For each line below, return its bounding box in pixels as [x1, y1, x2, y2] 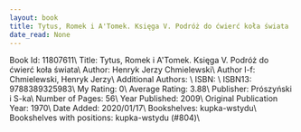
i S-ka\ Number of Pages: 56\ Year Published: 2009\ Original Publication [9, 93, 278, 104]
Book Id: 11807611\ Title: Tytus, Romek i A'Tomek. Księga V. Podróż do [9, 55, 269, 66]
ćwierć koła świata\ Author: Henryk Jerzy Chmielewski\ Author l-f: [9, 64, 256, 75]
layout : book [9, 13, 59, 23]
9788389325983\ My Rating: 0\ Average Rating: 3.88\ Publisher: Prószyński [9, 83, 292, 95]
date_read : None [9, 30, 71, 39]
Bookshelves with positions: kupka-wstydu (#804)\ [9, 112, 201, 123]
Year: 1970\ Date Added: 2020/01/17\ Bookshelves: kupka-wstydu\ [9, 103, 258, 114]
